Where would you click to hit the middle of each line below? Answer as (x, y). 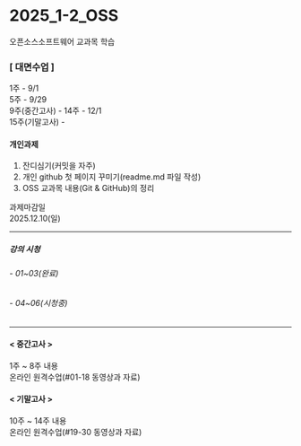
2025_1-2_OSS (64, 16)
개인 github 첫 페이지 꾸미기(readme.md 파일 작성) (112, 177)
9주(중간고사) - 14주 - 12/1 (56, 111)
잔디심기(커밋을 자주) (59, 166)
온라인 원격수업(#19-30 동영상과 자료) (76, 433)
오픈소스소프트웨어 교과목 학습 (62, 41)
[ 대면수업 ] (32, 66)
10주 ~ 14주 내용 (38, 421)
